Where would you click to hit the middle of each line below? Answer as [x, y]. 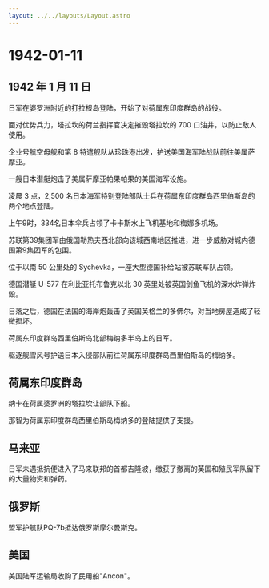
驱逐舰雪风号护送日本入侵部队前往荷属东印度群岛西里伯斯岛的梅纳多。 [124, 355]
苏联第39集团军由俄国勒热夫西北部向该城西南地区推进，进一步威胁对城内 [128, 240]
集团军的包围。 [51, 250]
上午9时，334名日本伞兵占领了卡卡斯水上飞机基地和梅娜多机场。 [115, 223]
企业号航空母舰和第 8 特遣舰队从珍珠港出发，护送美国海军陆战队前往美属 [128, 151]
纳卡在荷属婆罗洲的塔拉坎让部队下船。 [71, 403]
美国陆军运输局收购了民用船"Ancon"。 [71, 576]
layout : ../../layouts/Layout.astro [69, 16]
